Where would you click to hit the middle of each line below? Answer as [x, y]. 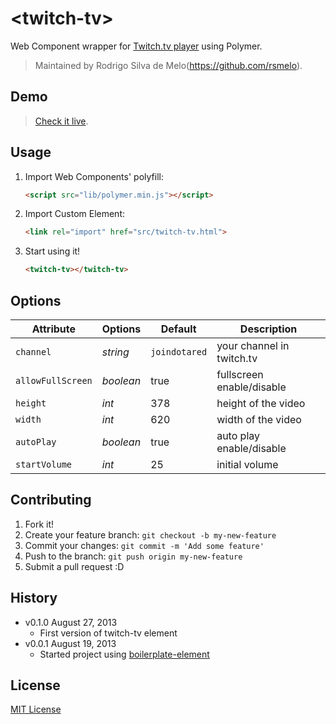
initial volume [247, 464]
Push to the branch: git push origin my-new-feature [133, 556]
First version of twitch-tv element [108, 633]
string [115, 352]
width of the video [259, 419]
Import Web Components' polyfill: [94, 176]
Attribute [54, 329]
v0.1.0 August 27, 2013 [71, 622]
